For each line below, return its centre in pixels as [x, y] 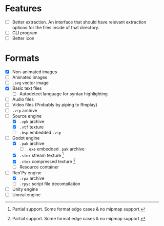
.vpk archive [32, 121]
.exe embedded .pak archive [55, 149]
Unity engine [25, 189]
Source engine [27, 116]
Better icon [23, 38]
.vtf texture [31, 127]
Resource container [39, 167]
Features [23, 9]
